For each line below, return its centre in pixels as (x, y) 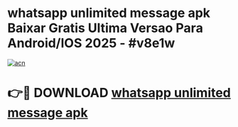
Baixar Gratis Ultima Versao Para (106, 28)
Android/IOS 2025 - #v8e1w (91, 43)
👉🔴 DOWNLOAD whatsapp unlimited (119, 93)
